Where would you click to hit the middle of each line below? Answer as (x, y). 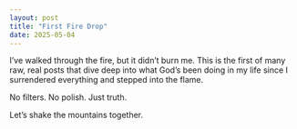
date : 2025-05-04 (42, 35)
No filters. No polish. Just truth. (68, 97)
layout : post (34, 18)
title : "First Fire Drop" (58, 26)
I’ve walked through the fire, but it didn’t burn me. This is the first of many (148, 61)
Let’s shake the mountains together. (77, 115)
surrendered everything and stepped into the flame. (107, 80)
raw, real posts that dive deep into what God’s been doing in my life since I (149, 70)
